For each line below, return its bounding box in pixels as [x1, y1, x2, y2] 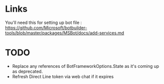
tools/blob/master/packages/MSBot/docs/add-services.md [5, 30, 124, 36]
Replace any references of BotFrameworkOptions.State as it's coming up [12, 63, 159, 69]
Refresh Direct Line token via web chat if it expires [12, 73, 114, 79]
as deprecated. [12, 68, 43, 74]
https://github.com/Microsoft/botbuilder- [5, 24, 87, 30]
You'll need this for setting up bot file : [5, 20, 82, 25]
